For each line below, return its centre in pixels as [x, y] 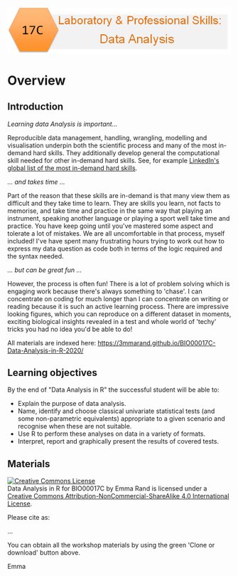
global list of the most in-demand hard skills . [72, 168]
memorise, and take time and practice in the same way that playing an [110, 211]
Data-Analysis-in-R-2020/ [45, 350]
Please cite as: [29, 518]
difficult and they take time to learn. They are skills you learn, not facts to [114, 203]
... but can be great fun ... [45, 270]
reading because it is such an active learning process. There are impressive [118, 306]
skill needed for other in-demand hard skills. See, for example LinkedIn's [113, 160]
